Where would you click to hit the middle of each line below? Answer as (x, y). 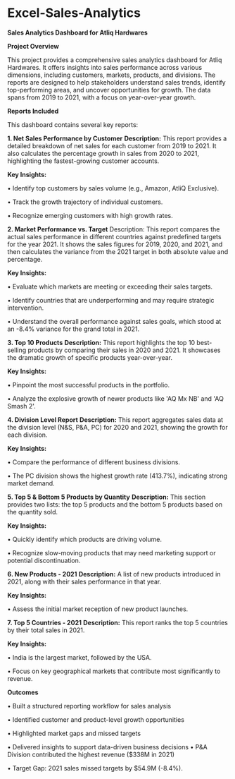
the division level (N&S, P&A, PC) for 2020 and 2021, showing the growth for (118, 427)
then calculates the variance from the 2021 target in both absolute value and (118, 251)
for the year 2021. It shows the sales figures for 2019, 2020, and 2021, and (115, 244)
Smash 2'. (22, 406)
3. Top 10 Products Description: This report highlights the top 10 (101, 342)
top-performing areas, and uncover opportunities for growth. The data (109, 90)
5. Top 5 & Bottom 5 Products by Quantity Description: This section (107, 497)
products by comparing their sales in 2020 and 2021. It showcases (124, 350)
